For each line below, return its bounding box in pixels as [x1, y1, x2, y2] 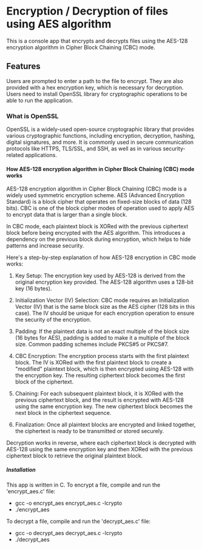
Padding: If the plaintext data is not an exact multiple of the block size [15, 328, 189, 335]
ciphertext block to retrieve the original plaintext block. [6, 452, 143, 459]
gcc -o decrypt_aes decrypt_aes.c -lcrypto [15, 530, 123, 537]
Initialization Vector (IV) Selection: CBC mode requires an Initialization [15, 297, 189, 304]
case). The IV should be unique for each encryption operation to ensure [15, 309, 195, 317]
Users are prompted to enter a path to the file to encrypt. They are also [6, 77, 184, 84]
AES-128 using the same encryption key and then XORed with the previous [6, 446, 193, 453]
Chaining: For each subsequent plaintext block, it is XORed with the [15, 390, 184, 397]
